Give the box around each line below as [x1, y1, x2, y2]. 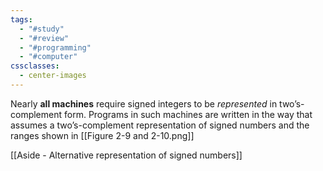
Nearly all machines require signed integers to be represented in [10, 97, 278, 110]
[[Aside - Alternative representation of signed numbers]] [10, 149, 243, 161]
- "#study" [19, 24, 65, 34]
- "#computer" [19, 52, 78, 62]
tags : [10, 14, 33, 25]
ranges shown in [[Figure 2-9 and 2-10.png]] [10, 129, 195, 141]
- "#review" [19, 33, 70, 43]
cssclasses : [10, 61, 60, 71]
